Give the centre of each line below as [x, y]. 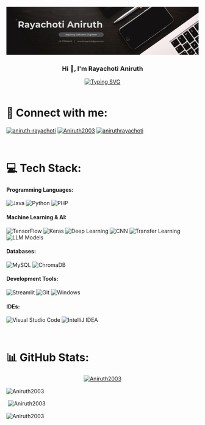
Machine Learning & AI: [37, 217]
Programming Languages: [40, 189]
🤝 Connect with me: [57, 113]
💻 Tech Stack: [44, 168]
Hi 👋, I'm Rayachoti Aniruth [103, 68]
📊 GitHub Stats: [48, 358]
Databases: [21, 252]
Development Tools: [32, 279]
